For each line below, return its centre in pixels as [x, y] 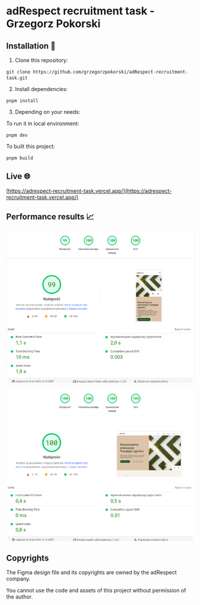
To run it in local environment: [43, 123]
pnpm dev [17, 135]
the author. [19, 597]
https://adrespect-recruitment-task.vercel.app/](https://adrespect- [90, 190]
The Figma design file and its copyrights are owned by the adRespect [92, 573]
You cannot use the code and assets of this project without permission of [96, 591]
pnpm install [22, 101]
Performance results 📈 [50, 217]
